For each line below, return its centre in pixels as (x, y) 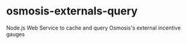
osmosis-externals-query (72, 11)
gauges (16, 34)
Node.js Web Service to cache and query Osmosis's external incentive (93, 28)
